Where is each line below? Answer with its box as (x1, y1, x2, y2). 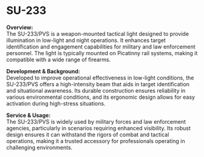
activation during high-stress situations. (6, 99, 106, 107)
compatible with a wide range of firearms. (6, 56, 111, 63)
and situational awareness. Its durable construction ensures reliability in (6, 87, 186, 94)
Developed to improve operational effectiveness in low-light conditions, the (6, 74, 194, 81)
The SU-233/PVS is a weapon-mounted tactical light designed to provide (6, 30, 189, 37)
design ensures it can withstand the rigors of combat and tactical (6, 131, 169, 138)
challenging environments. (6, 144, 73, 151)
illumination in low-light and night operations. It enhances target (6, 36, 166, 44)
